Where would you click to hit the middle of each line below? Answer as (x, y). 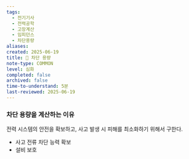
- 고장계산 (23, 29)
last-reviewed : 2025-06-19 (41, 92)
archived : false (27, 80)
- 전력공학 (23, 23)
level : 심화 (21, 69)
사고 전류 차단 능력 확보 (43, 142)
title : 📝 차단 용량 (29, 58)
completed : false (29, 75)
